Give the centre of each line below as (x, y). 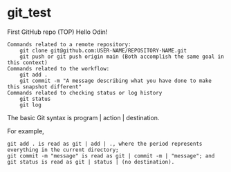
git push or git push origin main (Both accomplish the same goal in (122, 57)
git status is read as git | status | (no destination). (91, 162)
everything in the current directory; (63, 150)
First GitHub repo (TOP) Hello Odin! (57, 32)
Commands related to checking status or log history (85, 93)
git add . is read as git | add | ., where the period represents (105, 144)
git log (30, 105)
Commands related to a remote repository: (69, 44)
